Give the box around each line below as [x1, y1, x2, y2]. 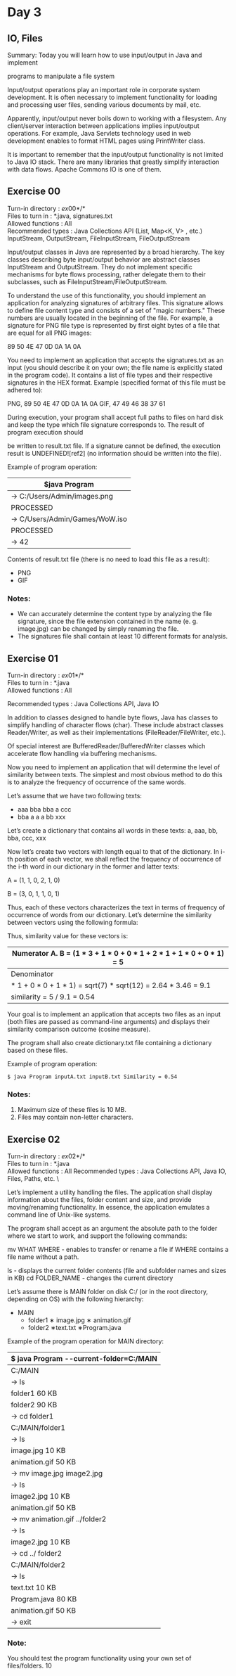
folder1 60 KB [11, 1388, 58, 1398]
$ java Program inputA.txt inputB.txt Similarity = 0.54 [7, 1073, 178, 1080]
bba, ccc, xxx [7, 833, 47, 842]
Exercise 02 [7, 1133, 60, 1145]
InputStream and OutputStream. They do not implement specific [7, 262, 193, 271]
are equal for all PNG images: [7, 328, 92, 337]
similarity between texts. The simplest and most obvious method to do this [7, 770, 223, 779]
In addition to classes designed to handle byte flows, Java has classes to [7, 713, 218, 722]
